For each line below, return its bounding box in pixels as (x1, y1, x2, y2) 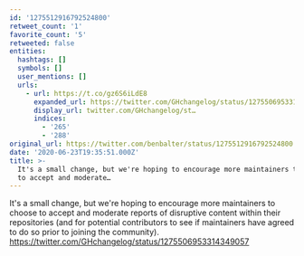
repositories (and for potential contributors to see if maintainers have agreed (9, 217, 295, 228)
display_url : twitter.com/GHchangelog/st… (33, 106, 196, 115)
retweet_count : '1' (9, 22, 83, 31)
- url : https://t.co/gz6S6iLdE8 (25, 89, 147, 98)
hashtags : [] (17, 55, 67, 64)
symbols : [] (17, 64, 63, 73)
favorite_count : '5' (9, 30, 88, 39)
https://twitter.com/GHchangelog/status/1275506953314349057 (9, 236, 250, 247)
